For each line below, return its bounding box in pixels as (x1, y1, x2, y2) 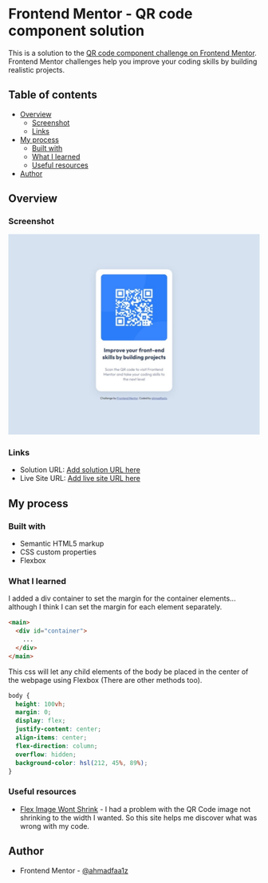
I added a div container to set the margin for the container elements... (8, 593, 237, 603)
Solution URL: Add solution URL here (19, 465, 141, 475)
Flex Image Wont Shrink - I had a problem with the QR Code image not (19, 804, 251, 814)
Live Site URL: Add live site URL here (19, 474, 141, 483)
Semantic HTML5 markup (19, 539, 104, 549)
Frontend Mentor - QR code (8, 5, 193, 23)
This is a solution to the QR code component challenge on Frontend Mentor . (8, 48, 257, 57)
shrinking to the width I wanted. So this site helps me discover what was (19, 813, 258, 822)
